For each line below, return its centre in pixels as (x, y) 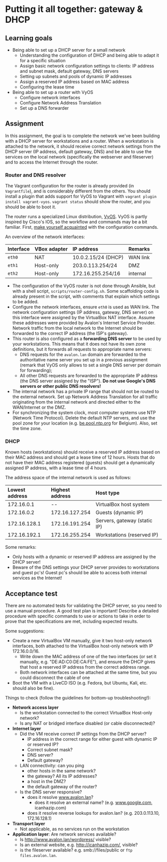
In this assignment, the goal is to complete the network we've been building (83, 136)
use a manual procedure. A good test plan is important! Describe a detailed (82, 611)
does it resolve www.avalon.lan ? (60, 797)
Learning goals (29, 38)
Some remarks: (21, 547)
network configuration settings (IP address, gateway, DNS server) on (83, 312)
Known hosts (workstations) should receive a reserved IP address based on (83, 452)
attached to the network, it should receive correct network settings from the (83, 146)
